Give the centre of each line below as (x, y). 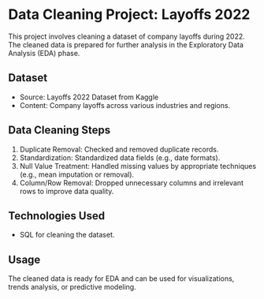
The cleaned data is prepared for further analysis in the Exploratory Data (126, 44)
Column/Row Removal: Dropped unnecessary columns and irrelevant (132, 182)
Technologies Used (56, 216)
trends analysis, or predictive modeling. (72, 287)
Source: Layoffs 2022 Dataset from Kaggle (89, 97)
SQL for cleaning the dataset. (67, 235)
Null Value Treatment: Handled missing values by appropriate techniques (138, 166)
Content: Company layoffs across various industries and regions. (125, 105)
